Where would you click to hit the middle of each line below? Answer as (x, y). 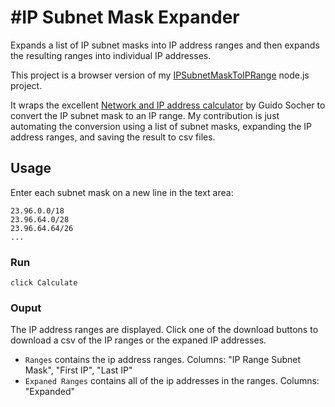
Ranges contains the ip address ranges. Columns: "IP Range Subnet (163, 360)
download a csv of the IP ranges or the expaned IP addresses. (138, 340)
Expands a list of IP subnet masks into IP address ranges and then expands (165, 45)
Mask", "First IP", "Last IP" (78, 370)
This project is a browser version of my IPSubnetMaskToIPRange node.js (160, 75)
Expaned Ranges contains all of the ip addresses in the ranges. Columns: (172, 381)
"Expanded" (50, 392)
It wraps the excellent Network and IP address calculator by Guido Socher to (168, 105)
